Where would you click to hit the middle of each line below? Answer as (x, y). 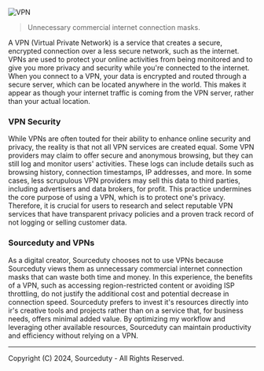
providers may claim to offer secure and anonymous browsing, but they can (131, 156)
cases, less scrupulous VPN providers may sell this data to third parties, (125, 180)
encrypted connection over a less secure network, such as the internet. (124, 51)
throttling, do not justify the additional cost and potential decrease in (119, 293)
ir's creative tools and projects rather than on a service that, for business (126, 310)
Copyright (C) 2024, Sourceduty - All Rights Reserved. (96, 358)
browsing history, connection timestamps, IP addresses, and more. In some (130, 173)
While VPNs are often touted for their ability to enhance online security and (130, 139)
